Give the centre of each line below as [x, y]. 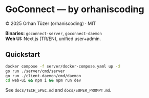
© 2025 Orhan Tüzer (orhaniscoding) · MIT [51, 23]
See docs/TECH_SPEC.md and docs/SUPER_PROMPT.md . [58, 90]
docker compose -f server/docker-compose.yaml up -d [63, 66]
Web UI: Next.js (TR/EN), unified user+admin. [53, 39]
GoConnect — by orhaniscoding [75, 9]
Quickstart [23, 55]
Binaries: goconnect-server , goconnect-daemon [54, 33]
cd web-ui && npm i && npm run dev [43, 80]
